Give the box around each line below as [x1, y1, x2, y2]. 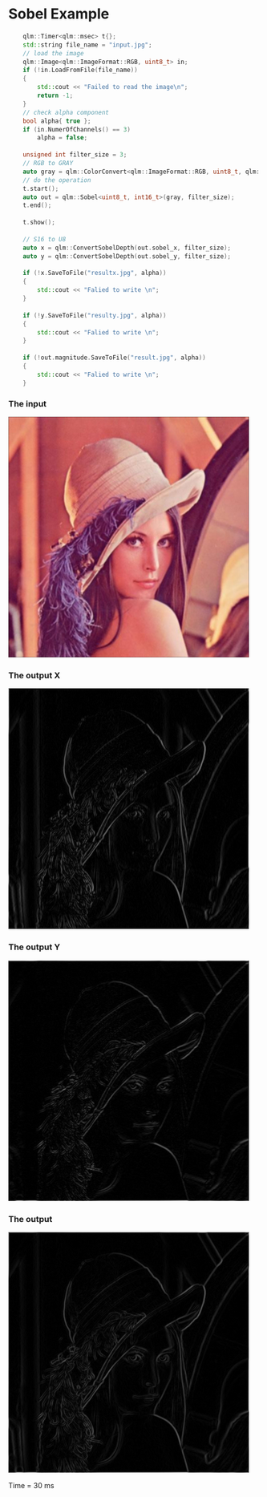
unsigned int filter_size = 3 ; [22, 151, 127, 159]
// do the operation [22, 176, 91, 184]
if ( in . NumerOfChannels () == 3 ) [22, 125, 131, 133]
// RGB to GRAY [22, 160, 74, 168]
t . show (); [22, 218, 56, 227]
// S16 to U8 [22, 235, 67, 243]
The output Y [8, 941, 61, 953]
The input [8, 398, 47, 409]
